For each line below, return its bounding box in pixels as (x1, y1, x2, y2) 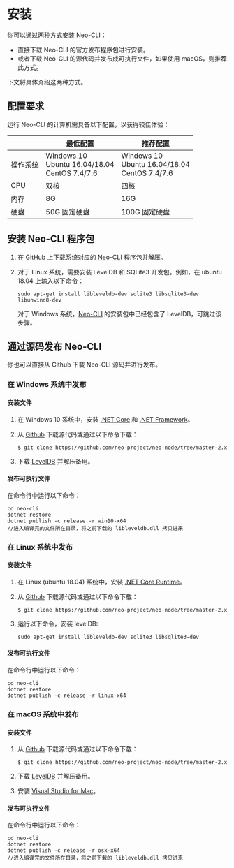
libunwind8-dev (17, 296, 62, 304)
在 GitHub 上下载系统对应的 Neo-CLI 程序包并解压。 (17, 253, 167, 261)
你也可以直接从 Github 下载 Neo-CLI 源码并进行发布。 (7, 360, 162, 369)
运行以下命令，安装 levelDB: (17, 619, 98, 628)
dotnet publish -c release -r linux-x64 (7, 692, 127, 699)
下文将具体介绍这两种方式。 (7, 78, 87, 86)
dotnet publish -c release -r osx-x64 (7, 847, 120, 854)
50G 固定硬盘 (45, 207, 91, 216)
